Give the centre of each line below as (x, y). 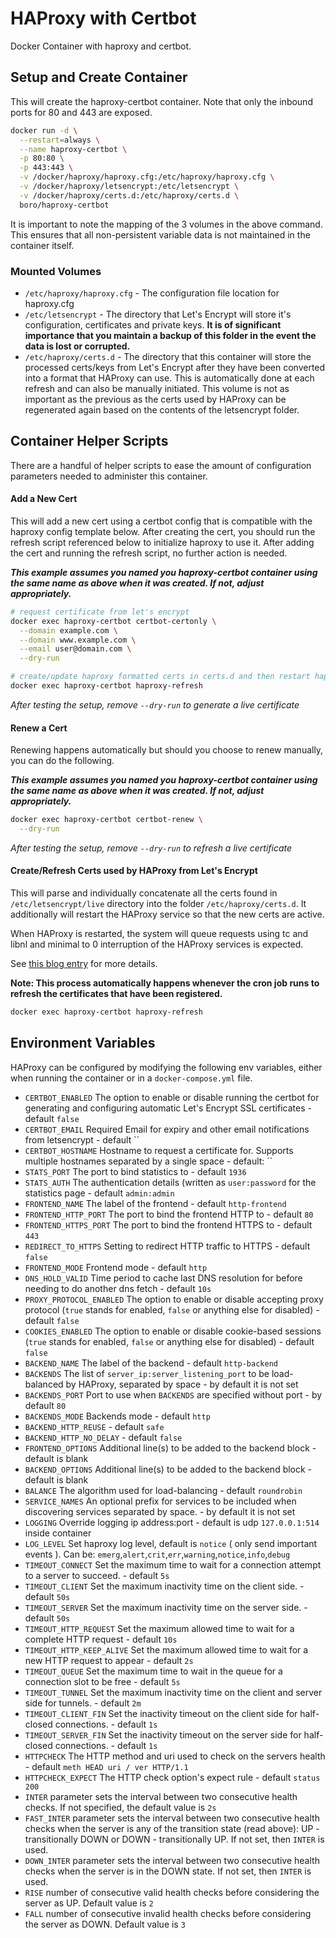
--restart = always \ (60, 140)
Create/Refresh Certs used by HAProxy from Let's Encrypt (134, 871)
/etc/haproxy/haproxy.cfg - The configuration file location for (152, 293)
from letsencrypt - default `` (82, 1139)
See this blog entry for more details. (84, 964)
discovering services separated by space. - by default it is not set (160, 1511)
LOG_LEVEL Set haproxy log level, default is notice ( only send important (171, 1543)
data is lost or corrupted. (77, 346)
